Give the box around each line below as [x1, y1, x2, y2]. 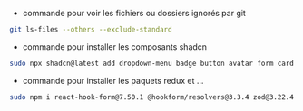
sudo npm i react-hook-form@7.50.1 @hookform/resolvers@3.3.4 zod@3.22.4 [9, 92, 295, 102]
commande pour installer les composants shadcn [22, 41, 207, 52]
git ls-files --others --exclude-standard [9, 25, 172, 34]
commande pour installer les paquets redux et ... [22, 75, 204, 86]
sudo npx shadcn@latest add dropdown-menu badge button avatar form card [9, 59, 295, 68]
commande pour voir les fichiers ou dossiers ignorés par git [22, 8, 247, 18]
